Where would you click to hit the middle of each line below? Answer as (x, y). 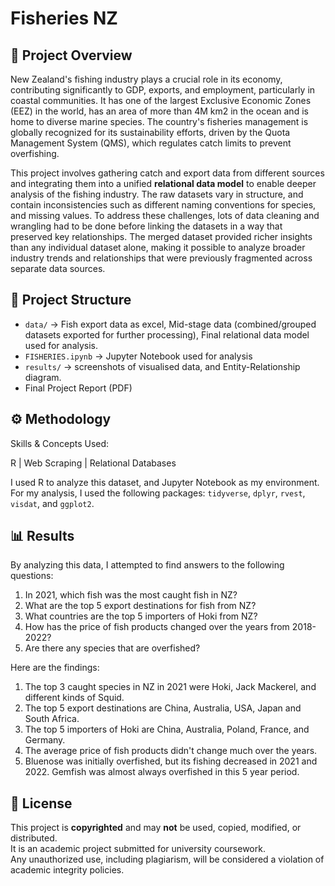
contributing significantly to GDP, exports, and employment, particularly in (163, 90)
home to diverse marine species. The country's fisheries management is (159, 121)
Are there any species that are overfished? (112, 648)
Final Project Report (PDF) (78, 388)
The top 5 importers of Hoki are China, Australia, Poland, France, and (167, 729)
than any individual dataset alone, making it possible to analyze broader (158, 247)
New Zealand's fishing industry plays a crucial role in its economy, (146, 79)
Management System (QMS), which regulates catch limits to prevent (151, 143)
